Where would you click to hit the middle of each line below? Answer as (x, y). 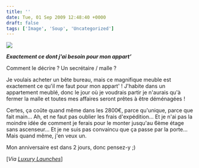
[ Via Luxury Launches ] (35, 159)
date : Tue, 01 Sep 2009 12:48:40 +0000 (56, 17)
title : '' (19, 12)
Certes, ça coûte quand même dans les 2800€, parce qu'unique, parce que (100, 111)
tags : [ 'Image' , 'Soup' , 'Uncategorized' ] (60, 28)
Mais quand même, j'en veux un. (47, 136)
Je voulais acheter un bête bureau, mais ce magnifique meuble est (89, 80)
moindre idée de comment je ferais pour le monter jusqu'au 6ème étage (95, 123)
